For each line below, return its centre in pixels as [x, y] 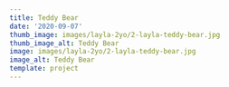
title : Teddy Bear [44, 18]
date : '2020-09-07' [46, 26]
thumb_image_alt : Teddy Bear [64, 43]
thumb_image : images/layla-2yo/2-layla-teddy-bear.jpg [115, 34]
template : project [44, 69]
